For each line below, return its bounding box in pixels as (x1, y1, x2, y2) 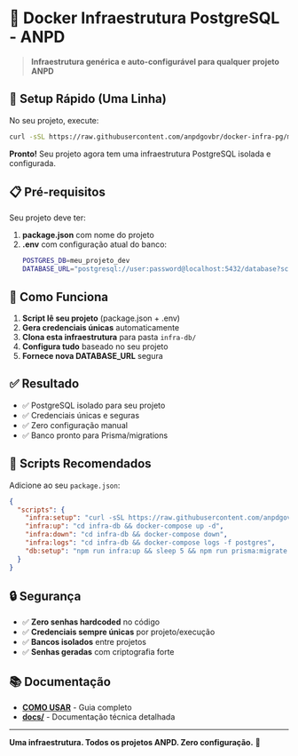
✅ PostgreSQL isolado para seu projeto (21, 400, 166, 410)
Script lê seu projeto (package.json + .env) (21, 313, 180, 323)
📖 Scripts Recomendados (9, 457, 153, 472)
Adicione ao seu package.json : (9, 480, 121, 490)
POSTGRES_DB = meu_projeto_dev (21, 257, 130, 266)
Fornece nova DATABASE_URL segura (21, 351, 164, 361)
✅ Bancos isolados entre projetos (21, 637, 146, 648)
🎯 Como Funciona (9, 289, 109, 305)
